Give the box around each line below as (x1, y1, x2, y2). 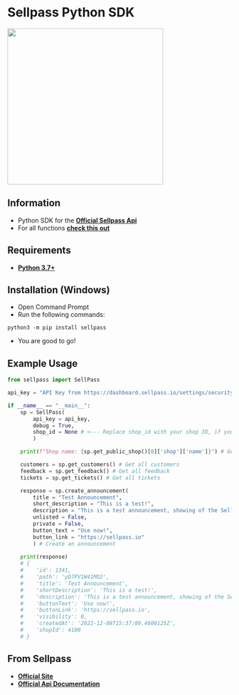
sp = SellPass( (20, 408, 65, 416)
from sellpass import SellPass (7, 376, 100, 384)
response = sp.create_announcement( (20, 487, 129, 494)
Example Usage (7, 357, 78, 370)
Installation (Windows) (7, 283, 110, 296)
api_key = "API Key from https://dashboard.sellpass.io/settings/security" (7, 390, 237, 397)
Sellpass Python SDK (7, 4, 135, 21)
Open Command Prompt (17, 303, 90, 311)
